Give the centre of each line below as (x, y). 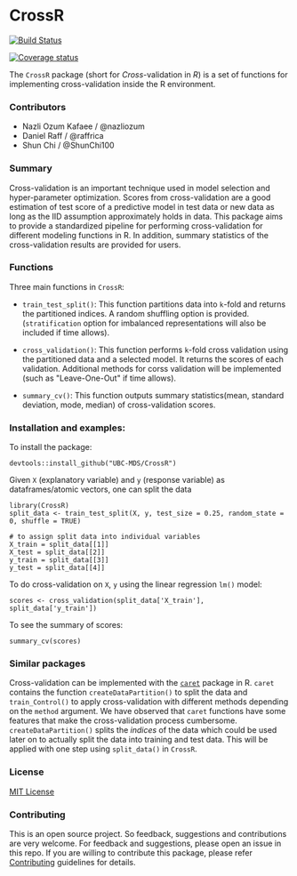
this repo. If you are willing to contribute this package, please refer (131, 853)
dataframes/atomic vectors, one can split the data (100, 489)
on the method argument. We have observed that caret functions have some (148, 711)
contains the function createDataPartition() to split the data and (128, 692)
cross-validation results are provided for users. (95, 245)
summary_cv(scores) (45, 641)
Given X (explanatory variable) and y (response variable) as (117, 480)
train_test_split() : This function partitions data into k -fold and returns (154, 304)
